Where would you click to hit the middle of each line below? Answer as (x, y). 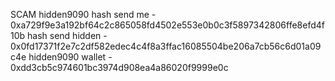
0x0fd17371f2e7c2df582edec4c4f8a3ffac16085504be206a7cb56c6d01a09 (166, 46)
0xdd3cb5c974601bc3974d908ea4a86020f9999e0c (119, 67)
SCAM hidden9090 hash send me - (83, 14)
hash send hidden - (67, 35)
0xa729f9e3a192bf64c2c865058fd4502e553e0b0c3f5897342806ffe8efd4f (167, 25)
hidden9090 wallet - (70, 57)
